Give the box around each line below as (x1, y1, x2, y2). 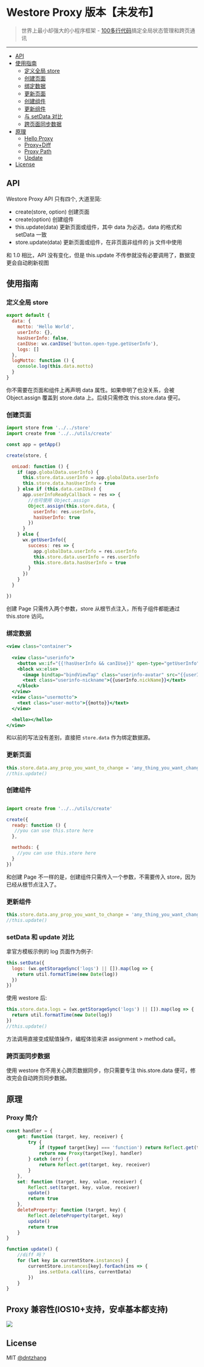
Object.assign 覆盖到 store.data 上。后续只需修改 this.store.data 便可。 (6, 393, 184, 401)
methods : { (12, 845, 39, 851)
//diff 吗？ (17, 1252, 46, 1258)
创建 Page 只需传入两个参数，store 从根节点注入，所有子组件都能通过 (6, 604, 180, 612)
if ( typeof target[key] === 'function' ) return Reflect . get (38, 1144, 194, 1151)
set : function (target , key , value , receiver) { (17, 1178, 143, 1185)
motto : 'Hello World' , (17, 324, 75, 330)
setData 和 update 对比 (6, 933, 75, 941)
